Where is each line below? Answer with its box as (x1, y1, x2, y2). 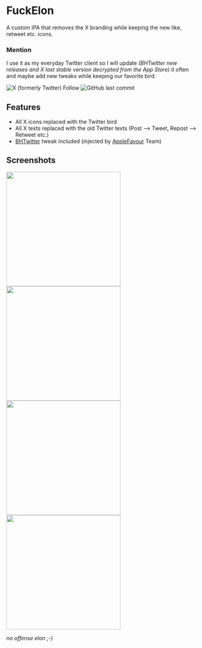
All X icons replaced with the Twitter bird (15, 118, 117, 126)
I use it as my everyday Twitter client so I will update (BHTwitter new (6, 59, 178, 67)
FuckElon (6, 4, 54, 18)
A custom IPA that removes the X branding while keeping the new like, (6, 24, 182, 31)
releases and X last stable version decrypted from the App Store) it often (6, 66, 189, 73)
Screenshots (6, 155, 56, 165)
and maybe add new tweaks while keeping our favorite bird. (6, 73, 156, 80)
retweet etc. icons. (6, 30, 54, 37)
